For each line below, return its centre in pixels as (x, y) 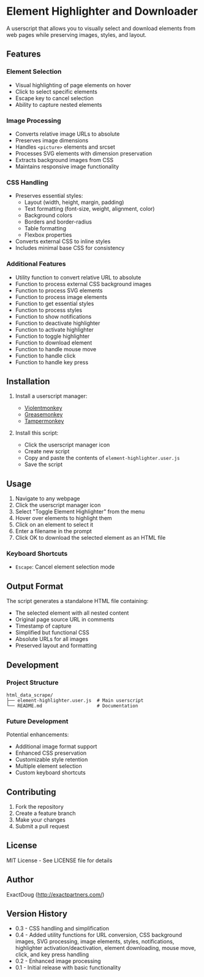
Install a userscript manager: (51, 396)
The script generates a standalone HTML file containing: (77, 601)
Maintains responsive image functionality (67, 166)
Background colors (48, 216)
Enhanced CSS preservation (51, 753)
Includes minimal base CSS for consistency (70, 248)
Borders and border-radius (58, 222)
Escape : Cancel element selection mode (65, 567)
